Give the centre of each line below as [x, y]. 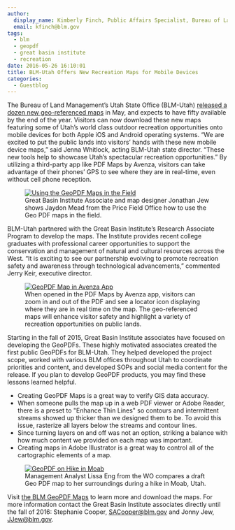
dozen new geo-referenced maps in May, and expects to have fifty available [117, 113]
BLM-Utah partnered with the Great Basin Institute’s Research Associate [111, 229]
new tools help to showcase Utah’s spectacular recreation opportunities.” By [117, 157]
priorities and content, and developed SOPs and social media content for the [117, 367]
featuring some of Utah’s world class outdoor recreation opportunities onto [115, 127]
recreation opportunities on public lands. [83, 324]
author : [19, 14]
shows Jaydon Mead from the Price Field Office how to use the [116, 208]
